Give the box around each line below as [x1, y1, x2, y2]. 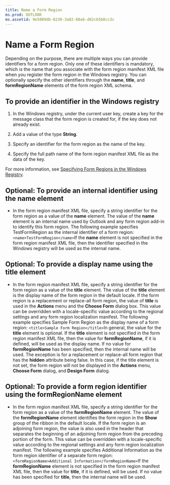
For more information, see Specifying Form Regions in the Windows [5, 166, 147, 172]
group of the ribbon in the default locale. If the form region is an [12, 420, 146, 426]
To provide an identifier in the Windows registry [5, 97, 159, 106]
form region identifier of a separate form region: [12, 452, 113, 458]
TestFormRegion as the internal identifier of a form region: [12, 229, 134, 235]
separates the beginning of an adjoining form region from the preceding [12, 431, 163, 437]
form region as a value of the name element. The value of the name [12, 213, 155, 219]
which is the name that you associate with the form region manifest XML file [5, 66, 164, 73]
